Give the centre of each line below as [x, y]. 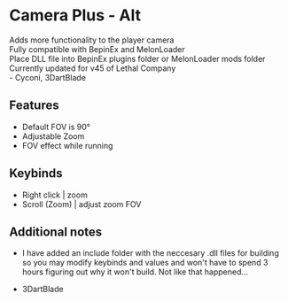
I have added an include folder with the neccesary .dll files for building [150, 253]
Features [34, 106]
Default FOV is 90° [56, 127]
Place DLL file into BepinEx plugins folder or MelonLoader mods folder [137, 58]
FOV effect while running [67, 145]
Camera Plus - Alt [75, 15]
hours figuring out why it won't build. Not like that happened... [135, 272]
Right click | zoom [55, 195]
